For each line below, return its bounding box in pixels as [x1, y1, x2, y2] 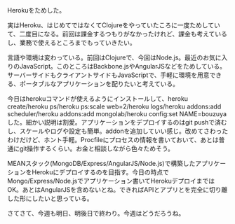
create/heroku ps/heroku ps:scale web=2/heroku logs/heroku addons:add [7, 102, 222, 111]
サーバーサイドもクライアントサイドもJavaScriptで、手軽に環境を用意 [7, 71, 210, 79]
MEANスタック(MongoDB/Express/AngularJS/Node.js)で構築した [7, 160, 196, 167]
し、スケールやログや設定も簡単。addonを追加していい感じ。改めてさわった [7, 127, 229, 135]
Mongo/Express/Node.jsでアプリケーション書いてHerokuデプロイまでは [7, 177, 215, 185]
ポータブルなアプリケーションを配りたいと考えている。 [19, 80, 180, 87]
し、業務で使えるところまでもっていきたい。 [7, 38, 136, 47]
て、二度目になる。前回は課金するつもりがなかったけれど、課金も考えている [7, 30, 228, 38]
